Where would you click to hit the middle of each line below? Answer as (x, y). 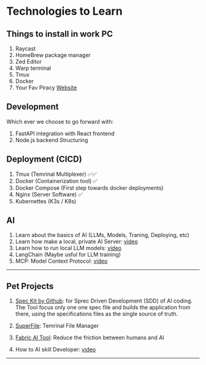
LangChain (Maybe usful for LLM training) (68, 255)
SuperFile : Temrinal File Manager (57, 326)
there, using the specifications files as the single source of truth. (97, 314)
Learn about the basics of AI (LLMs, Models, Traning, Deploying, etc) (102, 235)
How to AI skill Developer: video (55, 350)
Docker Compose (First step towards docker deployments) (89, 187)
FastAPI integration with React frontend (65, 134)
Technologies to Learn (64, 11)
